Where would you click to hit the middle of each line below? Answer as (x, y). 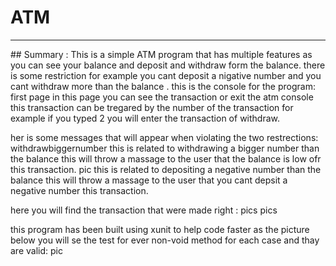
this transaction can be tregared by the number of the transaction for (152, 107)
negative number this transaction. (79, 190)
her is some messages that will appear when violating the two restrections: (164, 137)
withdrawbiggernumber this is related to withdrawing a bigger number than (165, 148)
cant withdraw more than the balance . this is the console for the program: (163, 86)
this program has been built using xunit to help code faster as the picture (160, 229)
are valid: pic (36, 250)
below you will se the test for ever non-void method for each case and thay (165, 240)
